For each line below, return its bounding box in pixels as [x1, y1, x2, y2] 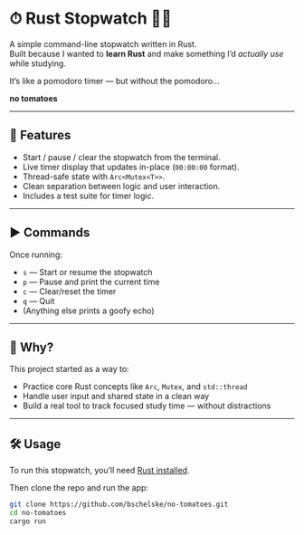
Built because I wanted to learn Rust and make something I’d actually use [9, 48, 284, 59]
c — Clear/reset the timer [22, 285, 117, 297]
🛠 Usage [9, 436, 62, 452]
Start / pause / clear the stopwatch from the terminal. [22, 151, 221, 162]
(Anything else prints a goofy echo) [22, 305, 156, 316]
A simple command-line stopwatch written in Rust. [9, 38, 197, 49]
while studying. [9, 58, 66, 69]
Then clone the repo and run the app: [9, 482, 149, 493]
